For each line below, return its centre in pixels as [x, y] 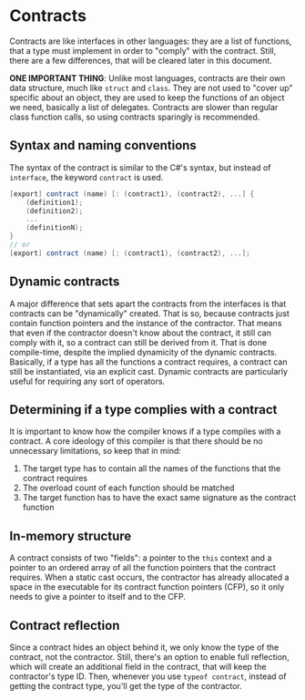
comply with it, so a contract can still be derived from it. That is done [138, 342]
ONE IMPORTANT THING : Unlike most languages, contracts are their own [147, 77]
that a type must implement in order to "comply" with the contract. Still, [143, 50]
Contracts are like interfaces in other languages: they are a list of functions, [151, 41]
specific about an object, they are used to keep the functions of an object [147, 98]
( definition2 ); [55, 211]
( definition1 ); [55, 202]
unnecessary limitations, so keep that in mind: [96, 451]
